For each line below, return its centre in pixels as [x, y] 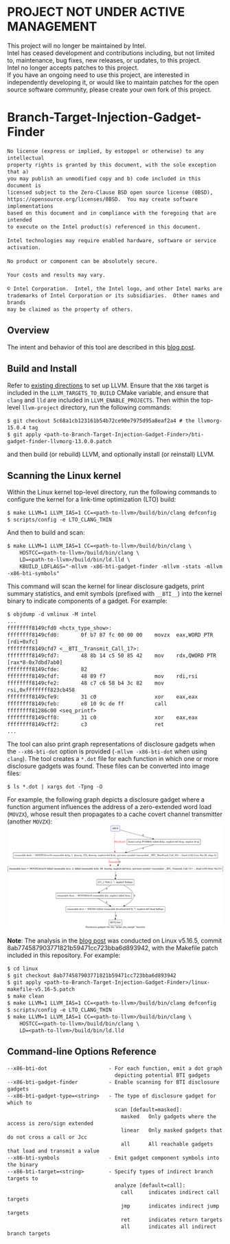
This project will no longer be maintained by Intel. [77, 45]
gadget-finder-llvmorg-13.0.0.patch [59, 441]
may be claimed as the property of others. [70, 309]
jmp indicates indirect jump [170, 1206]
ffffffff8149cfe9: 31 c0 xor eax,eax [102, 697]
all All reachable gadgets [167, 1144]
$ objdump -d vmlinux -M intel [52, 614]
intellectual [26, 158]
